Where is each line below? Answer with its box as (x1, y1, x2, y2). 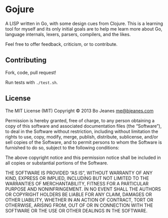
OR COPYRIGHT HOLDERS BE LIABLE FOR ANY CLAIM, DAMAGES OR (5, 191, 152, 197)
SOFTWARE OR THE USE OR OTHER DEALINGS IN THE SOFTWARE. (5, 207, 148, 213)
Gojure (5, 4, 35, 15)
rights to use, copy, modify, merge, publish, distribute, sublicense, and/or (5, 133, 158, 140)
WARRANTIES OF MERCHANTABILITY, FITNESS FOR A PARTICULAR (5, 180, 149, 186)
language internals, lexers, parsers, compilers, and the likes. (5, 31, 131, 37)
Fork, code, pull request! (5, 69, 57, 75)
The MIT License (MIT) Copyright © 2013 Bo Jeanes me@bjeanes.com (5, 107, 154, 114)
